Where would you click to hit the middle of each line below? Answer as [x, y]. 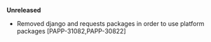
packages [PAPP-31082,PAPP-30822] [72, 31]
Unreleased [24, 10]
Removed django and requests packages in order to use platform [110, 23]
